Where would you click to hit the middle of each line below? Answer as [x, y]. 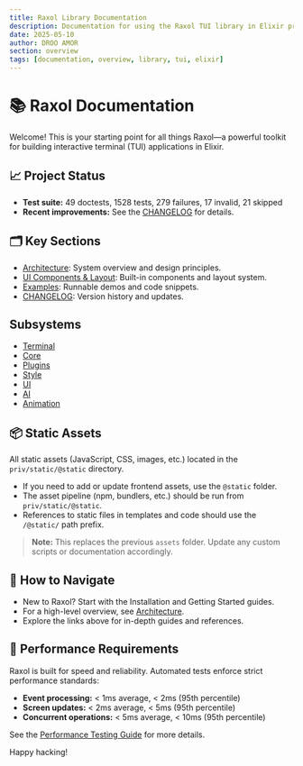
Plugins [37, 365]
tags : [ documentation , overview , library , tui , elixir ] [116, 59]
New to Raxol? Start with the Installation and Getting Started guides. [148, 602]
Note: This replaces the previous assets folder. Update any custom [156, 543]
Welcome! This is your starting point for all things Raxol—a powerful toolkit [148, 137]
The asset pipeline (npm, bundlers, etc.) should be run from [133, 496]
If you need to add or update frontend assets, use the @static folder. [150, 487]
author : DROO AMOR [44, 43]
